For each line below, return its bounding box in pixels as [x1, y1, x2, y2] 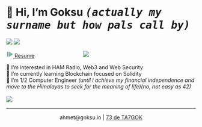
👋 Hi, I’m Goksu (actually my [6, 5, 162, 19]
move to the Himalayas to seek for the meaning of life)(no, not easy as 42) [6, 82, 191, 90]
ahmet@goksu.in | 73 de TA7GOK [59, 114, 143, 121]
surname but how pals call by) [6, 19, 191, 32]
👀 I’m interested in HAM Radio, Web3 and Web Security [6, 63, 143, 71]
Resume [14, 52, 35, 59]
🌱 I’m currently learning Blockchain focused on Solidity [6, 70, 142, 77]
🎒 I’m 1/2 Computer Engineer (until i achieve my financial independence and [6, 76, 195, 84]
